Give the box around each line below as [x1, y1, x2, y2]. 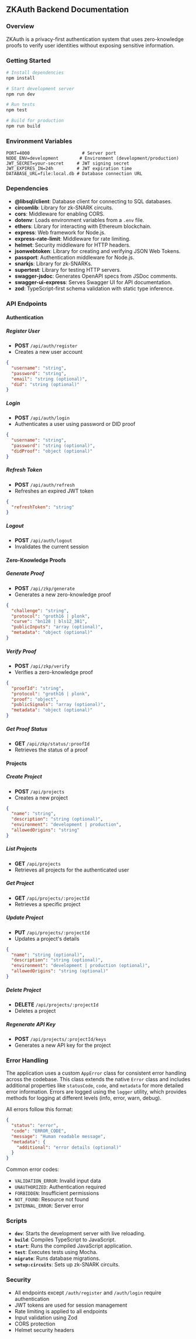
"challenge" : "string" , [11, 607, 69, 614]
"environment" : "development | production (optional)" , [11, 963, 150, 969]
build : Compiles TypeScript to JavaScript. [14, 1236, 116, 1244]
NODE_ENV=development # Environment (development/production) [6, 155, 180, 162]
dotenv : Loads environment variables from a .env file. [14, 216, 145, 223]
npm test [6, 107, 27, 113]
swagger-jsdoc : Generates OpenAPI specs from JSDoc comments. [14, 272, 177, 279]
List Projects [6, 845, 37, 852]
